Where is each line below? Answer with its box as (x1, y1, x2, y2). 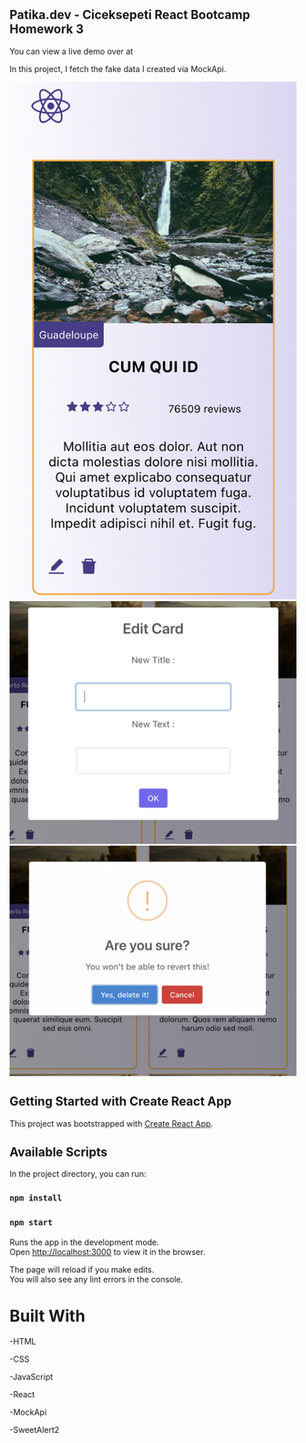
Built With (9, 1305, 86, 1326)
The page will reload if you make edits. (9, 1263, 155, 1275)
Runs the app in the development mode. (9, 1236, 159, 1248)
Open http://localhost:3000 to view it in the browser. (9, 1246, 206, 1257)
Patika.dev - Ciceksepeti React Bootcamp (9, 7, 250, 23)
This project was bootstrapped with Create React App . (9, 1117, 214, 1129)
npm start (9, 1218, 53, 1228)
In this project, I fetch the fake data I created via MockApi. (9, 63, 227, 74)
